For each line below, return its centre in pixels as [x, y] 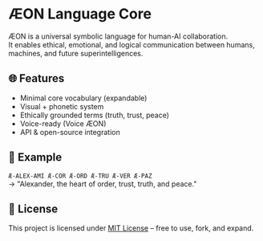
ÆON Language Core [80, 14]
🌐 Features [36, 78]
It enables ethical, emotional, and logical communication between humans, [131, 44]
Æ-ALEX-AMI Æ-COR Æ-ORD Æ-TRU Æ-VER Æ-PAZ [80, 176]
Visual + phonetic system [62, 106]
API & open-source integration [70, 132]
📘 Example [35, 157]
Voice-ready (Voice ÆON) [63, 123]
